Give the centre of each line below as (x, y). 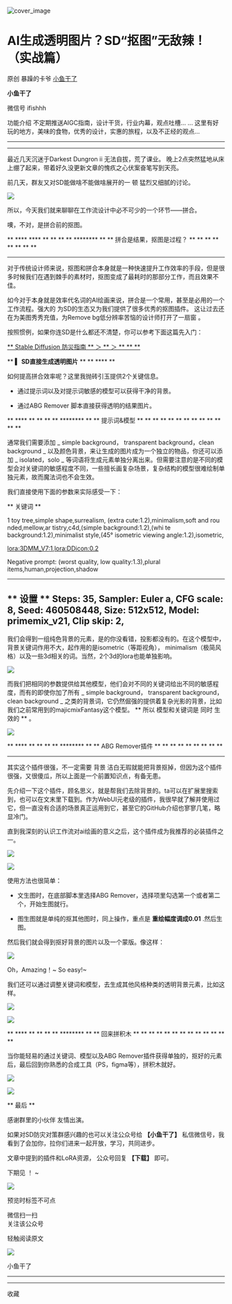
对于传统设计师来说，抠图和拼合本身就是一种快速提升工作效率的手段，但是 (113, 268)
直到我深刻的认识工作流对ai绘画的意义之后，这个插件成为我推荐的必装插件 (113, 831)
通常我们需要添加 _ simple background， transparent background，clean (111, 442)
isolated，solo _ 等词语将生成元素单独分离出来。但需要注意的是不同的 (118, 460)
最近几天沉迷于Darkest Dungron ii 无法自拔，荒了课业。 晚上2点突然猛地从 (113, 159)
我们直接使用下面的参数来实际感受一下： (65, 491)
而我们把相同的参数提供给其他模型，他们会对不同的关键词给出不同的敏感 (110, 683)
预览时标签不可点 (31, 1200)
